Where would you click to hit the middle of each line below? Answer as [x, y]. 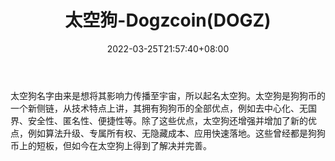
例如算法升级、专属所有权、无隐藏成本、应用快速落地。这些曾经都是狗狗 [176, 133]
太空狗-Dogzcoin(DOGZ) [168, 20]
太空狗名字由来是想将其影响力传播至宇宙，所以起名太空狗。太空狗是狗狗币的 [168, 95]
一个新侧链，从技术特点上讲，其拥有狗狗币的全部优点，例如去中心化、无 [159, 108]
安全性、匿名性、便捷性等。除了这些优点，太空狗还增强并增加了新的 [167, 120]
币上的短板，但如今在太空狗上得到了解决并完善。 [111, 145]
